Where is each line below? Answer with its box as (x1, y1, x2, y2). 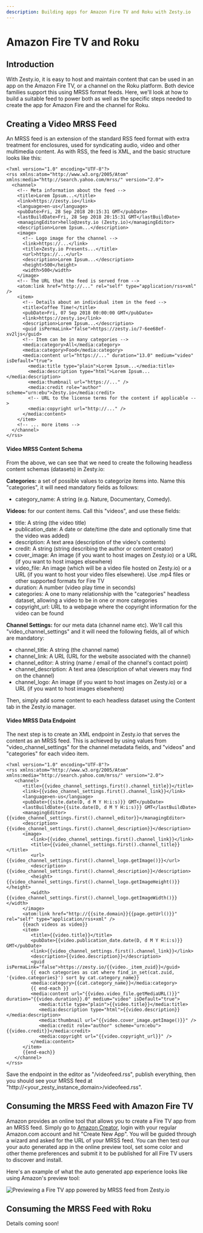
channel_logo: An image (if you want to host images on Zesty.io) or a (15, 678, 187, 685)
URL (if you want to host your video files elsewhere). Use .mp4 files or (15, 570, 191, 578)
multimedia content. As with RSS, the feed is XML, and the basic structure (6, 148, 191, 155)
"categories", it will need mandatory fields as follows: (6, 483, 139, 491)
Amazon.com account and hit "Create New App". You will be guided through (6, 1130, 197, 1137)
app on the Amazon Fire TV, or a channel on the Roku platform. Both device (6, 82, 195, 89)
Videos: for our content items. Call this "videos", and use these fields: (6, 507, 181, 514)
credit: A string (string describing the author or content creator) (15, 545, 174, 552)
